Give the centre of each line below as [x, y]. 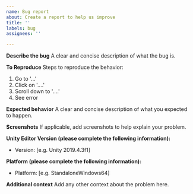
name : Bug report [28, 12]
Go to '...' [26, 79]
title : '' [18, 23]
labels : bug [21, 28]
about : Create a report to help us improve [61, 17]
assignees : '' [24, 34]
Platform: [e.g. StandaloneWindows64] [62, 173]
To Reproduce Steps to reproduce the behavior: [65, 67]
